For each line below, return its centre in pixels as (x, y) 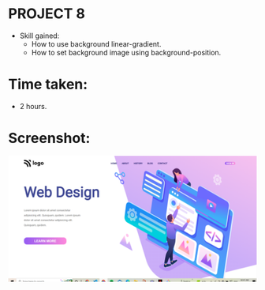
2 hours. (33, 106)
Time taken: (48, 85)
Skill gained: (39, 36)
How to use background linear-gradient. (96, 43)
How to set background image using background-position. (126, 52)
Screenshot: (49, 138)
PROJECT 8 (47, 14)
